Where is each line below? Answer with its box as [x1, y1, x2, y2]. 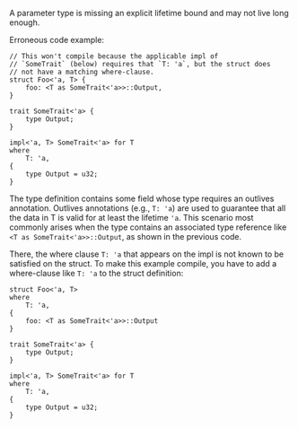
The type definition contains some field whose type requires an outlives [9, 193, 275, 204]
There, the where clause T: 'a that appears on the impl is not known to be [9, 249, 285, 259]
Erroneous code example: [9, 35, 105, 45]
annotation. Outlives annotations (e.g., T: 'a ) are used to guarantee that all [9, 203, 286, 214]
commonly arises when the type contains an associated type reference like [9, 222, 287, 232]
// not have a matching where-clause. [9, 67, 154, 76]
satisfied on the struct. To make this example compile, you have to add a [9, 258, 277, 268]
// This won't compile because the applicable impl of [9, 52, 219, 61]
